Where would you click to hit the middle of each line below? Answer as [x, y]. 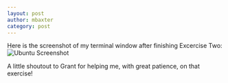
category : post [29, 26]
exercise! [20, 73]
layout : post [26, 13]
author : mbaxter [30, 20]
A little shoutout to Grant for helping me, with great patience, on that [104, 67]
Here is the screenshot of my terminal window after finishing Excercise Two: [115, 46]
